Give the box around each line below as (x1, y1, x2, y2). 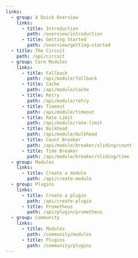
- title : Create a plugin (21, 192, 86, 198)
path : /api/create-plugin (27, 198, 92, 204)
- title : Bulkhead (21, 126, 68, 132)
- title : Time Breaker (21, 148, 79, 154)
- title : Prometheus (21, 204, 73, 210)
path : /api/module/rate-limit (27, 120, 103, 126)
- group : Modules (11, 159, 55, 165)
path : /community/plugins (27, 242, 92, 248)
